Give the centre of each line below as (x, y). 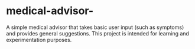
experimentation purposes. (39, 40)
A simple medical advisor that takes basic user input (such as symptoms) (95, 27)
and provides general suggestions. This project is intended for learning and (97, 33)
